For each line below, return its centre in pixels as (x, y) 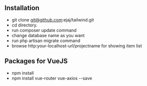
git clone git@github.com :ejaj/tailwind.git (53, 20)
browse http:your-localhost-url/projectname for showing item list (77, 45)
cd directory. (24, 25)
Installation (22, 8)
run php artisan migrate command (46, 41)
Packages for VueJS (36, 61)
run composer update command (44, 30)
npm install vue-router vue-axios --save (52, 78)
